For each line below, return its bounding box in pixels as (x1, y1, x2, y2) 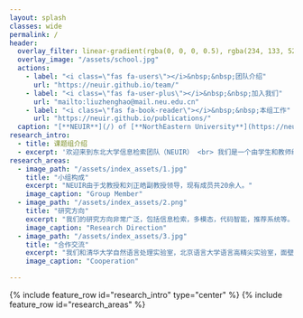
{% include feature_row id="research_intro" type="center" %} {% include (9, 290, 282, 300)
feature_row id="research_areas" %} (9, 299, 146, 310)
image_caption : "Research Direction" (25, 223, 168, 232)
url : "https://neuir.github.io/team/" (32, 80, 179, 89)
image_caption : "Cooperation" (25, 257, 140, 267)
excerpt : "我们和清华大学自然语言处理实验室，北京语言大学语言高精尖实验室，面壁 (25, 248, 295, 257)
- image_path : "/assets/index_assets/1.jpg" (17, 164, 188, 173)
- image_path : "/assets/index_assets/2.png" (17, 198, 188, 208)
